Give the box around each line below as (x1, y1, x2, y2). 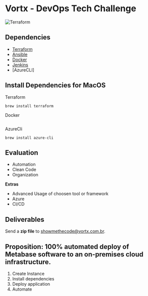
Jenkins (12, 62, 28, 67)
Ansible (12, 51, 28, 57)
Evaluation (5, 148, 38, 157)
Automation (12, 162, 36, 168)
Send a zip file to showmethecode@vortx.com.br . (5, 228, 105, 234)
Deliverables (5, 215, 45, 224)
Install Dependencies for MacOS (5, 81, 106, 89)
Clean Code (12, 167, 37, 172)
